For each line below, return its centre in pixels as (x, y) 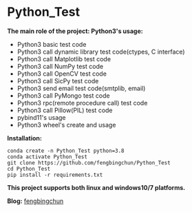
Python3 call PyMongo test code (63, 95)
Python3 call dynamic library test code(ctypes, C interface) (101, 52)
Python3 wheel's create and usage (66, 125)
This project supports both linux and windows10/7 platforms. (96, 187)
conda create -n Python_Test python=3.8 (66, 151)
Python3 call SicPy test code (58, 81)
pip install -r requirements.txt (55, 175)
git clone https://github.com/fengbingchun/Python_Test (89, 162)
